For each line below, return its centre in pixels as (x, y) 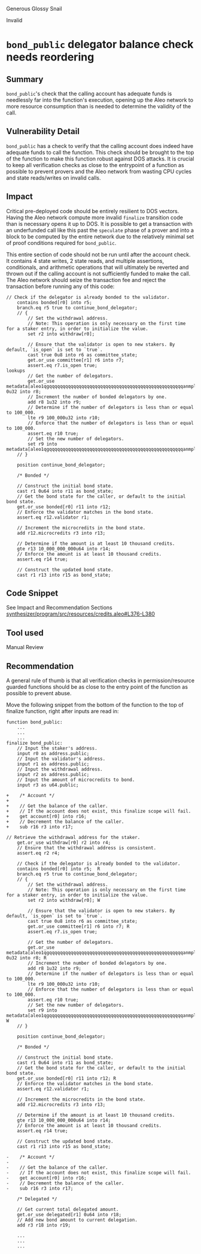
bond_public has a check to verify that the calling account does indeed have (100, 146)
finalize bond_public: (34, 743)
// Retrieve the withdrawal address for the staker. (73, 838)
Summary (25, 79)
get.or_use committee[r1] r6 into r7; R (79, 927)
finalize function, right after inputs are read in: (63, 711)
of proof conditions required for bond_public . (61, 243)
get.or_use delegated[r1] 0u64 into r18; (69, 1215)
